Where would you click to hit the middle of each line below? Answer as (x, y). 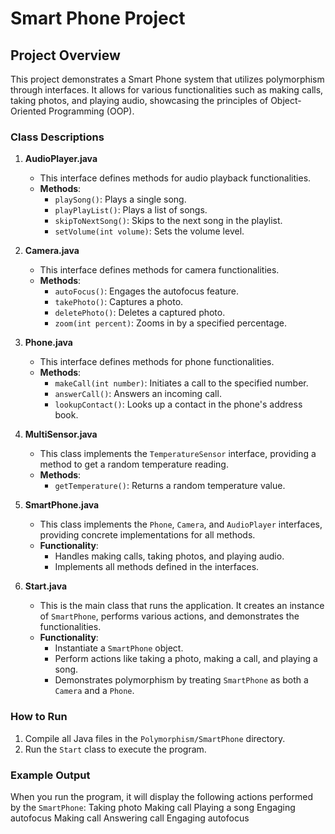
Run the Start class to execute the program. (115, 749)
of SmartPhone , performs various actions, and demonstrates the (169, 616)
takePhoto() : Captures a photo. (119, 302)
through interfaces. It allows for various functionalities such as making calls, (167, 90)
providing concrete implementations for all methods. (147, 535)
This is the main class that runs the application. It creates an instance (182, 606)
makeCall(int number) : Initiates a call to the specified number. (181, 383)
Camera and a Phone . (94, 691)
